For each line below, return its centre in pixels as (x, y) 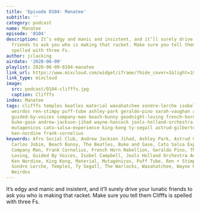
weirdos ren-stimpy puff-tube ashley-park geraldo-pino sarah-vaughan (101, 111)
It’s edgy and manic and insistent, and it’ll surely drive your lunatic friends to (99, 189)
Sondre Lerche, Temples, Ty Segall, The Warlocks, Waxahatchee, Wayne (101, 167)
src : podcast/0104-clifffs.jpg (50, 89)
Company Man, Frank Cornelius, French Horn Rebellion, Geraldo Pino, (99, 150)
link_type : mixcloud (32, 78)
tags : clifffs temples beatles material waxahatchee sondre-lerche (92, 106)
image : (14, 84)
